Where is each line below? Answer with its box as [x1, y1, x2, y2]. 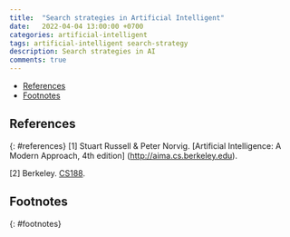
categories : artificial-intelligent [9, 30, 148, 39]
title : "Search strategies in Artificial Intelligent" [9, 13, 225, 23]
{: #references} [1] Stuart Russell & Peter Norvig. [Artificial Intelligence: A [9, 140, 282, 151]
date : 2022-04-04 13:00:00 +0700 [9, 22, 144, 31]
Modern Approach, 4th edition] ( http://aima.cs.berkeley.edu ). [9, 150, 238, 161]
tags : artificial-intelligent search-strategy [9, 38, 188, 48]
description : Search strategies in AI [9, 47, 156, 56]
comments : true [9, 55, 67, 64]
